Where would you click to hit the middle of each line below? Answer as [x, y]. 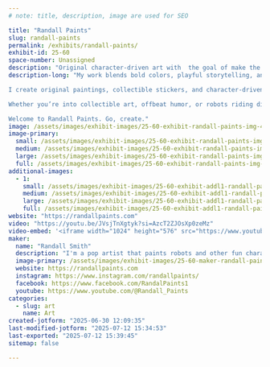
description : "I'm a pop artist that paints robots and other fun [129, 254]
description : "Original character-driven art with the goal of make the [135, 68]
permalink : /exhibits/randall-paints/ [73, 45]
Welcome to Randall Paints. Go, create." [79, 119]
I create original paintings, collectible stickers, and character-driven [136, 89]
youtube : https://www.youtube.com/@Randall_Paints [102, 291]
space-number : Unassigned [51, 60]
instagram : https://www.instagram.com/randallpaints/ [107, 276]
